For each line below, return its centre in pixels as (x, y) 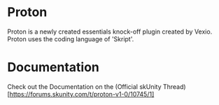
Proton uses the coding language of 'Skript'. (71, 38)
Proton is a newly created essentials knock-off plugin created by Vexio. (110, 31)
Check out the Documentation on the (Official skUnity (85, 86)
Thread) (175, 86)
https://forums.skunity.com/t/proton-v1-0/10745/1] (82, 94)
